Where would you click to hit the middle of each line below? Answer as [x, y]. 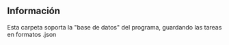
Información [33, 11]
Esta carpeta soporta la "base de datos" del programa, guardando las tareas [114, 27]
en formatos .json [32, 34]
